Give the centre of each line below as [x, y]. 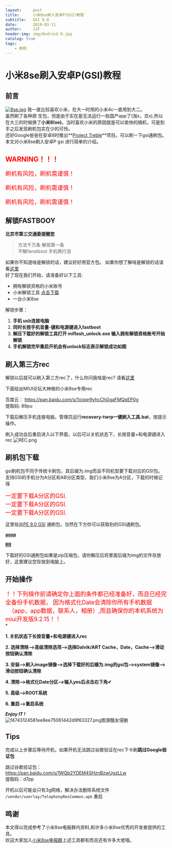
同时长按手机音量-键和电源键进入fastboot [57, 327]
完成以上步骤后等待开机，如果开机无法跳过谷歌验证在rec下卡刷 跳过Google [84, 750]
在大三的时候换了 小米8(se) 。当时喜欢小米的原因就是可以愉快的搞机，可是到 [85, 122]
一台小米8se [26, 299]
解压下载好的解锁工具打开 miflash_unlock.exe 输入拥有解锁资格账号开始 [89, 334]
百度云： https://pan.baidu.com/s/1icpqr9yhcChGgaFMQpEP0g [72, 400]
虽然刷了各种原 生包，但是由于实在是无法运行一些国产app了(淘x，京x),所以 [84, 116]
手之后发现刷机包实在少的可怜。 [39, 129]
